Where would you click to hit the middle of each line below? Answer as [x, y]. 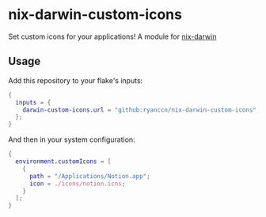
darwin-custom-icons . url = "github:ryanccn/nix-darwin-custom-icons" [140, 110]
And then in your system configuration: [72, 139]
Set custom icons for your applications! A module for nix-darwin [112, 36]
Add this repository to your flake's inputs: [76, 80]
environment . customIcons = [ [63, 162]
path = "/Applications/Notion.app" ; [89, 176]
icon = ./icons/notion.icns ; [77, 184]
